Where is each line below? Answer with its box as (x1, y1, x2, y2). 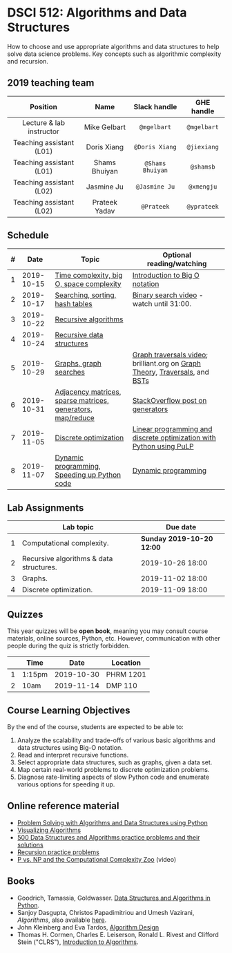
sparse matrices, (55, 395, 109, 405)
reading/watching (146, 258, 207, 268)
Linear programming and (132, 424, 213, 433)
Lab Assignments (7, 502, 84, 513)
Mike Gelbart (84, 122, 126, 132)
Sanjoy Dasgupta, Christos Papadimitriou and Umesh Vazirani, (17, 908, 195, 916)
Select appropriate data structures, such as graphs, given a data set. (17, 758, 213, 766)
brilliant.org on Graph (132, 358, 202, 368)
